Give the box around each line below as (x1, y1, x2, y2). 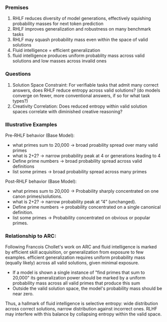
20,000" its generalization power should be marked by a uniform (12, 275, 146, 281)
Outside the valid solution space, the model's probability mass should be (12, 285, 162, 291)
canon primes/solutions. (12, 193, 62, 199)
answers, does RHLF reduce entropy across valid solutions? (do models (12, 87, 160, 93)
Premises (5, 4, 29, 11)
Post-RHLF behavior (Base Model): (5, 178, 77, 184)
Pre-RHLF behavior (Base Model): (5, 132, 75, 138)
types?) (12, 98, 28, 104)
